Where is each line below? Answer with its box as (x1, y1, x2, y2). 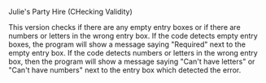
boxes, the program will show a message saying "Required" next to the (8, 39, 246, 49)
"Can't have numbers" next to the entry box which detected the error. (8, 65, 242, 75)
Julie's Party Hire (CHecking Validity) (8, 7, 133, 16)
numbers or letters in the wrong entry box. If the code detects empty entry (8, 31, 258, 40)
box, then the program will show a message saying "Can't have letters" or (8, 56, 255, 66)
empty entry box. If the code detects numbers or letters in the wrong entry (8, 48, 258, 57)
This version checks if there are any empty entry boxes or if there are (8, 23, 242, 31)
